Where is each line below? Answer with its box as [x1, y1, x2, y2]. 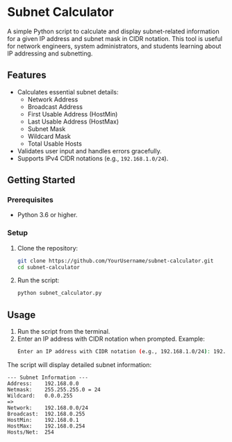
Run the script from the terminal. [17, 328, 110, 336]
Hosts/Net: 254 [7, 429, 54, 436]
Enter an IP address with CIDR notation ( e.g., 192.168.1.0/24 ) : [17, 348, 210, 355]
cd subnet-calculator [17, 264, 80, 271]
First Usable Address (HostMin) [27, 110, 118, 118]
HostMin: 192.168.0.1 [7, 417, 79, 424]
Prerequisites [7, 195, 53, 205]
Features [7, 69, 47, 81]
